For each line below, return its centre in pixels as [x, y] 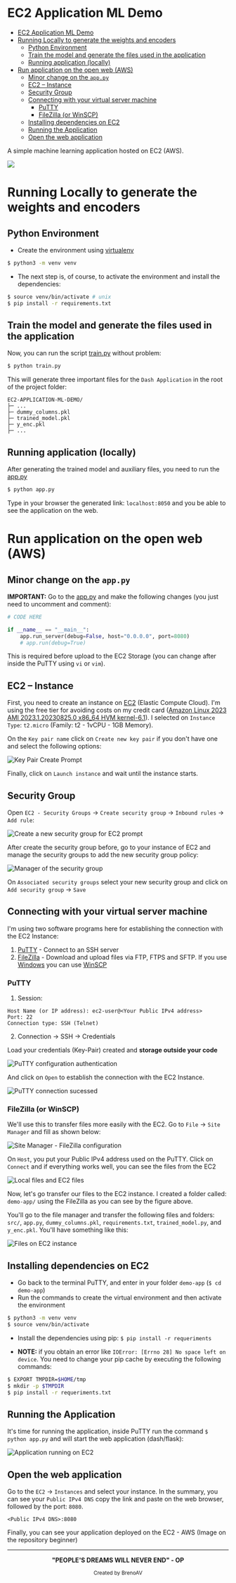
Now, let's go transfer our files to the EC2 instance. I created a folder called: [117, 1194]
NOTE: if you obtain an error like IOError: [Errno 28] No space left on [122, 1352]
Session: [30, 998]
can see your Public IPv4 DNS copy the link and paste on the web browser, [116, 1499]
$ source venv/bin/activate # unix [59, 297]
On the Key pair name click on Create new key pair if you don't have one [112, 739]
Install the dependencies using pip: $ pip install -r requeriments [114, 1338]
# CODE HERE [25, 617]
